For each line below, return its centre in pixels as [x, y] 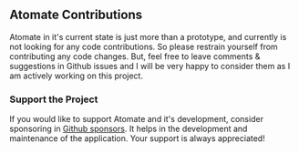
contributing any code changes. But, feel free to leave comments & [135, 56]
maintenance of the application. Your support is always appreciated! [138, 138]
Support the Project [54, 99]
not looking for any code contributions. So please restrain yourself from [144, 46]
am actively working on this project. [77, 76]
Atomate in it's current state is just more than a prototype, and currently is [148, 36]
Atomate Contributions [76, 15]
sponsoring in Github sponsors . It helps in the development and [129, 129]
